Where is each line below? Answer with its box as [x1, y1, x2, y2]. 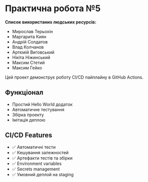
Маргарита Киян [12, 34, 47, 40]
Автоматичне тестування [12, 106, 65, 112]
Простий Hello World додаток [12, 101, 73, 107]
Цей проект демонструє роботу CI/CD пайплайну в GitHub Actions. [5, 74, 144, 80]
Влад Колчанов [12, 44, 44, 50]
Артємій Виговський [12, 49, 55, 55]
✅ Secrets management [12, 166, 60, 172]
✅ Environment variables [12, 161, 62, 166]
